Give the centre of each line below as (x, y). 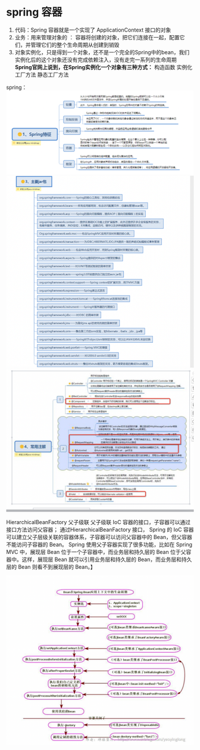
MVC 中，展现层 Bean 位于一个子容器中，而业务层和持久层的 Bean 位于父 (96, 552)
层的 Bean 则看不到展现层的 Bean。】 (51, 567)
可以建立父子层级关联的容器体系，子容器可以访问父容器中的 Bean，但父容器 (99, 537)
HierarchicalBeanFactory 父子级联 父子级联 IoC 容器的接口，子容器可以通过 (98, 522)
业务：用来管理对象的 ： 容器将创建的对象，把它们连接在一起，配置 (97, 37)
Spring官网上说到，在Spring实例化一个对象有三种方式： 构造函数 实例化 (103, 67)
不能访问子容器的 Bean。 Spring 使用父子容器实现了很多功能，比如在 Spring (99, 545)
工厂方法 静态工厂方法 (42, 75)
